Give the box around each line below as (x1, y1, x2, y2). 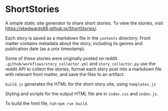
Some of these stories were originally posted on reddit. (5, 55, 119, 61)
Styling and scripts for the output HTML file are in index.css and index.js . (5, 90, 158, 96)
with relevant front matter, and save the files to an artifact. (5, 71, 125, 77)
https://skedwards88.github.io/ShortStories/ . (5, 25, 98, 31)
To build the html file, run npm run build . (5, 100, 89, 106)
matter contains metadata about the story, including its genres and (5, 40, 143, 46)
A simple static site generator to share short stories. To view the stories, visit (5, 20, 163, 26)
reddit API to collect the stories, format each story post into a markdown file (5, 66, 162, 72)
